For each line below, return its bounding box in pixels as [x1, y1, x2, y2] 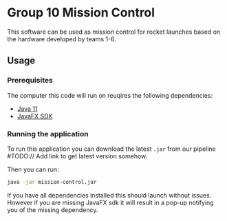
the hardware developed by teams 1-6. [7, 34, 117, 43]
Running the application [7, 129, 89, 138]
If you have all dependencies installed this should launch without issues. [7, 191, 212, 199]
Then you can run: [7, 165, 59, 173]
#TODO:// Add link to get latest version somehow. [7, 151, 148, 160]
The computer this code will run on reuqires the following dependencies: [7, 91, 213, 99]
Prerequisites [7, 76, 53, 85]
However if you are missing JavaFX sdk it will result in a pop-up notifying [7, 198, 215, 207]
